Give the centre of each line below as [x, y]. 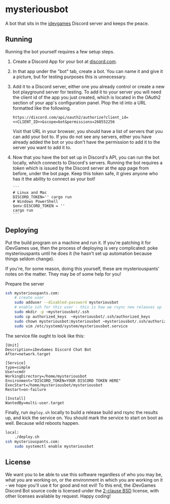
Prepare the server [25, 284]
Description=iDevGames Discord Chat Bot [49, 349]
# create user [29, 298]
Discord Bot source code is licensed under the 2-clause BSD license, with [82, 490]
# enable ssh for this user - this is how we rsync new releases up [88, 307]
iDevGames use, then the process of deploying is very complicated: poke [81, 248]
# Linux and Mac [30, 192]
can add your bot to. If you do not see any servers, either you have [82, 137]
